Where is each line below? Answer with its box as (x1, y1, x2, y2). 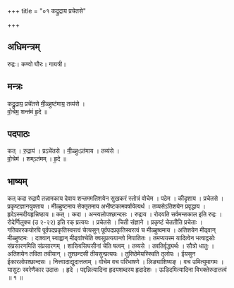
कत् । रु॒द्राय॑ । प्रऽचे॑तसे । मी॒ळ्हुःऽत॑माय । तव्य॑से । (7, 146, 120, 155)
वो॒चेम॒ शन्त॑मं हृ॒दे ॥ (7, 107, 48, 115)
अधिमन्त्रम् (7, 41, 40, 53)
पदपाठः (7, 128, 30, 140)
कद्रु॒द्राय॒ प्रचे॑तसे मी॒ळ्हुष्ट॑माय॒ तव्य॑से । (7, 99, 86, 108)
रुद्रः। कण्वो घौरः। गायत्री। (7, 60, 67, 68)
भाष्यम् (7, 175, 27, 187)
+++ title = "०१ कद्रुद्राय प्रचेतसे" (7, 7, 87, 15)
